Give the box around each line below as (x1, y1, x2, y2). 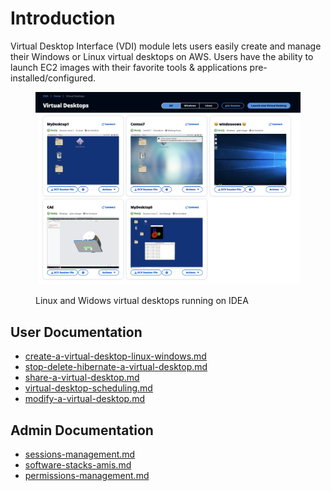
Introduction (10, 7, 116, 30)
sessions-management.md (24, 448, 136, 461)
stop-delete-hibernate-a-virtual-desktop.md (24, 361, 208, 373)
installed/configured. (10, 72, 97, 84)
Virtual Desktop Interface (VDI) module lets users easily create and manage (10, 40, 322, 52)
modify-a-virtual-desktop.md (24, 393, 146, 405)
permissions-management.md (24, 470, 150, 482)
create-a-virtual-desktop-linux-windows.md (24, 350, 207, 362)
